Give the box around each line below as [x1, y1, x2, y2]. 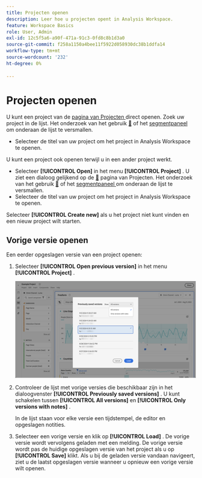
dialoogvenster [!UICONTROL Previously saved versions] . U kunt [14, 390, 180, 397]
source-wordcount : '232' [6, 54, 69, 60]
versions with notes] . [14, 403, 71, 411]
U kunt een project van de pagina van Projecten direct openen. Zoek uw [6, 113, 185, 120]
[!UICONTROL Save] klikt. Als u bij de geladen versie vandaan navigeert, [14, 452, 195, 459]
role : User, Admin [6, 29, 52, 35]
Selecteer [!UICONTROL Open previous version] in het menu [14, 262, 167, 270]
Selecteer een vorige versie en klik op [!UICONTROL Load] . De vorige [14, 433, 190, 440]
